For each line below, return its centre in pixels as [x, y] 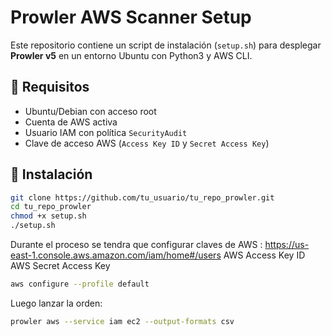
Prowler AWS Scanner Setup [131, 17]
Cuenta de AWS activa [71, 122]
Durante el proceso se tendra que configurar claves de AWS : [136, 245]
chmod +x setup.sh [48, 216]
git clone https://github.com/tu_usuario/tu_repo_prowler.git [142, 197]
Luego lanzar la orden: [56, 303]
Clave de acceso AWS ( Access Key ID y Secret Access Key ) [147, 143]
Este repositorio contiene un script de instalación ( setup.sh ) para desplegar [166, 45]
